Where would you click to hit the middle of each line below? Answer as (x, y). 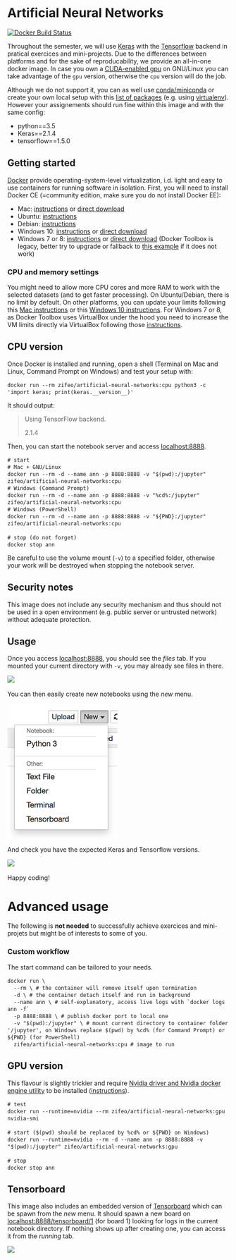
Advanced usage (58, 906)
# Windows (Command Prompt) (49, 488)
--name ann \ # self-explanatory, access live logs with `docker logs (119, 1002)
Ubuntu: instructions (47, 216)
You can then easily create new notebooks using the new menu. (100, 694)
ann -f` (19, 1009)
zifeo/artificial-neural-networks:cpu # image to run (94, 1044)
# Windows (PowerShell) (42, 509)
